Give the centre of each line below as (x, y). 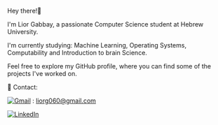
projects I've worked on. (42, 74)
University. (23, 32)
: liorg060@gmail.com (64, 101)
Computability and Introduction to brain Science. (77, 53)
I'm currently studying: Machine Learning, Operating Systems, (97, 45)
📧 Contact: (23, 87)
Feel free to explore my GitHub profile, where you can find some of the (109, 66)
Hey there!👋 (25, 11)
